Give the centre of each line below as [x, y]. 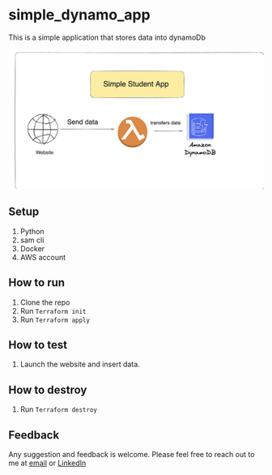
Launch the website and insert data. [80, 364]
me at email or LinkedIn [47, 463]
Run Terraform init [53, 310]
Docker [32, 248]
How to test [38, 345]
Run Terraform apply [55, 319]
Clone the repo [45, 302]
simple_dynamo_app [80, 15]
